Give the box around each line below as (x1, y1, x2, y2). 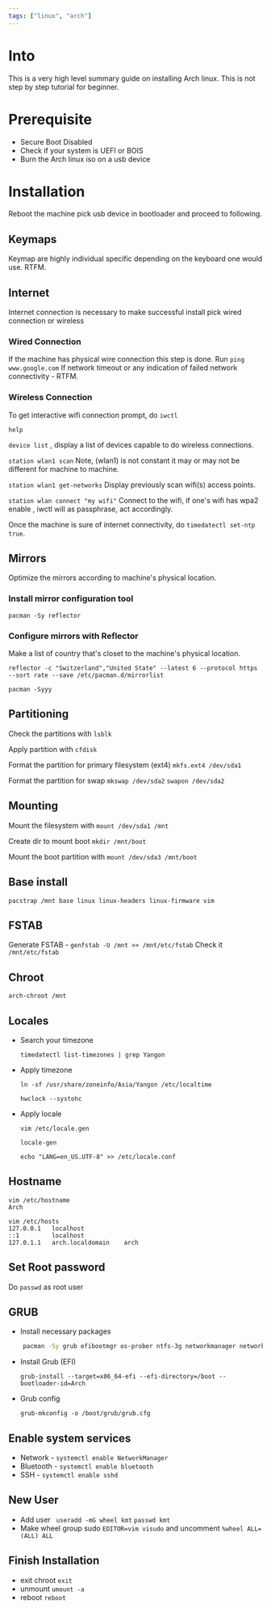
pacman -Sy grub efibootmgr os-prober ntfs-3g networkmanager (23, 1342, 236, 1351)
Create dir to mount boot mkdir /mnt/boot (8, 836, 147, 846)
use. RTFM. (8, 263, 47, 272)
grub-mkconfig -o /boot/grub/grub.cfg (19, 1409, 151, 1418)
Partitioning (8, 708, 69, 721)
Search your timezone (19, 1035, 94, 1044)
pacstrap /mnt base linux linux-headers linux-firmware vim (8, 897, 215, 905)
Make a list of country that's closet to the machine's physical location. (8, 649, 240, 658)
